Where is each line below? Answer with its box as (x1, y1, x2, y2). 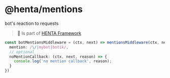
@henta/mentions (5, 4, 83, 15)
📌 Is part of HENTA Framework (17, 30, 82, 36)
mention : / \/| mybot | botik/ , (9, 45, 69, 50)
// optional (9, 49, 35, 54)
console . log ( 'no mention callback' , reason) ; (14, 59, 112, 64)
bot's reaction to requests (5, 20, 59, 26)
